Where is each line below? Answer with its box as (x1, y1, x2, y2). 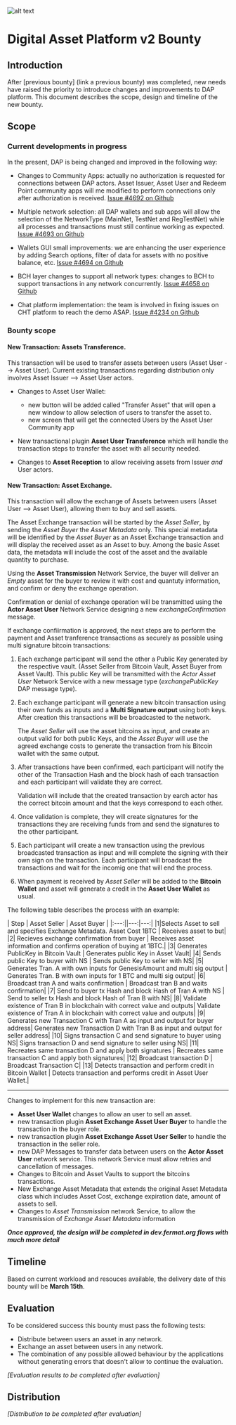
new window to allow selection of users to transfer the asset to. (27, 408, 212, 416)
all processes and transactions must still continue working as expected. (17, 222, 225, 231)
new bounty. (7, 101, 44, 108)
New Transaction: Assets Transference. (7, 343, 126, 352)
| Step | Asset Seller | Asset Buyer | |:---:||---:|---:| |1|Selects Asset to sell (7, 920, 220, 928)
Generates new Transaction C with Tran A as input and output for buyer (7, 1017, 214, 1025)
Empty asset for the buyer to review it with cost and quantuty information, (7, 576, 221, 585)
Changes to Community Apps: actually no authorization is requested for (17, 171, 225, 179)
